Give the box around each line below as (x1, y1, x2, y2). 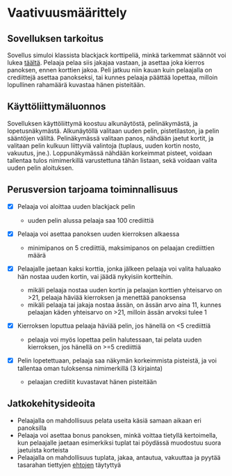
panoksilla (17, 423, 47, 432)
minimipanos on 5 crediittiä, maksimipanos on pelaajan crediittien (27, 244, 215, 252)
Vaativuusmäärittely (7, 5, 127, 21)
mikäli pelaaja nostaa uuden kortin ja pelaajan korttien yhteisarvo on (27, 285, 222, 294)
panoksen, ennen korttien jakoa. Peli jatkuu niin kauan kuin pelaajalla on (7, 66, 213, 74)
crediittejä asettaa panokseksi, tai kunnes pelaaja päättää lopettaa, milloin (7, 73, 218, 81)
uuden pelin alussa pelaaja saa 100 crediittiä (27, 216, 154, 224)
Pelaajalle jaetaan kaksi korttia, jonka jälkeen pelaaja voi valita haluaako (17, 264, 222, 273)
